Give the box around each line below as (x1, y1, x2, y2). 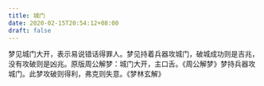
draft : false (8, 26, 52, 34)
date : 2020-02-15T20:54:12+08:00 (8, 19, 119, 27)
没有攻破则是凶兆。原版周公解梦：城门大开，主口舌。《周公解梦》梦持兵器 (8, 59, 249, 68)
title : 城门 (8, 11, 45, 20)
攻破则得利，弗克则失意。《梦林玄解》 (42, 69, 165, 79)
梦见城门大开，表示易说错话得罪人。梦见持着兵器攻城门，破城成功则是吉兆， (8, 49, 259, 59)
